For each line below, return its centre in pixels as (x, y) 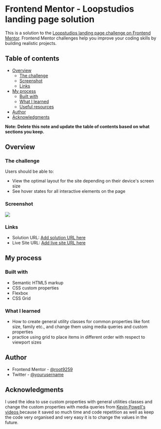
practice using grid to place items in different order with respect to (79, 337)
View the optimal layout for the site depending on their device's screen (83, 181)
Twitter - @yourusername (38, 374)
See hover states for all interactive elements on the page (69, 191)
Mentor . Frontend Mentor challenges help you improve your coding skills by (81, 38)
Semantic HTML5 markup (38, 283)
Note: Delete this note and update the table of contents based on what (77, 126)
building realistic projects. (31, 43)
